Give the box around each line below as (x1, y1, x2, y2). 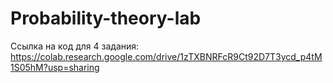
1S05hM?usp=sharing (10, 61, 100, 73)
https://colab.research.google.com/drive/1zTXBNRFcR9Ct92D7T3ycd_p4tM (10, 50, 323, 62)
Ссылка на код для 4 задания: (10, 40, 140, 52)
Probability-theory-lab (10, 7, 202, 30)
